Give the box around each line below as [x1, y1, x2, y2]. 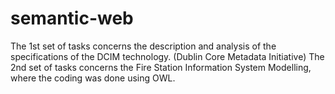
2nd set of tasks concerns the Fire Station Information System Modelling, [10, 61, 312, 73]
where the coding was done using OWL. [10, 72, 176, 84]
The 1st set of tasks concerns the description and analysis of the [10, 40, 277, 52]
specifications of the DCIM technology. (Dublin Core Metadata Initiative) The [10, 50, 325, 62]
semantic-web [10, 7, 134, 30]
